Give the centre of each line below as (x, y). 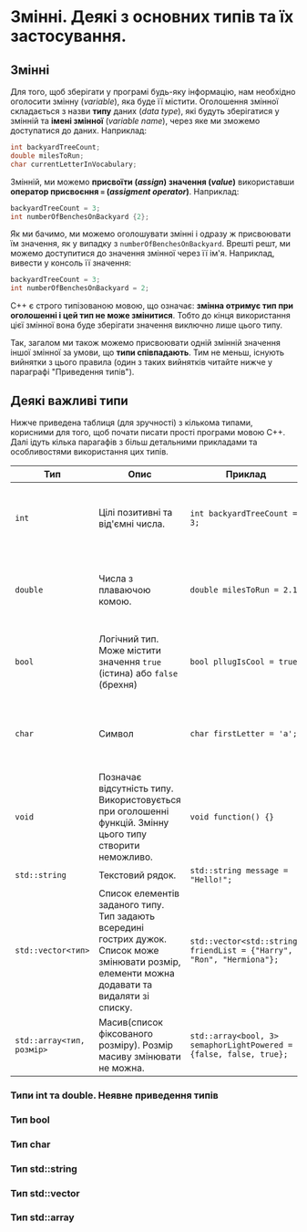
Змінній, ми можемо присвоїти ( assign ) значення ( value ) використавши (153, 182)
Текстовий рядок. (137, 875)
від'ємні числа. (132, 524)
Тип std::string (44, 1168)
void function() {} (232, 817)
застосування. (68, 36)
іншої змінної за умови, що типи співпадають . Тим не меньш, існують (148, 352)
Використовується (139, 799)
